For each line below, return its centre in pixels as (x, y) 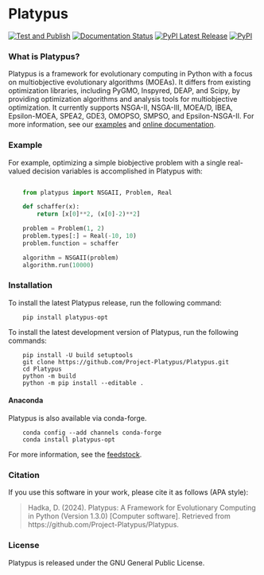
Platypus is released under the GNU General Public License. (107, 562)
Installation (31, 286)
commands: (28, 340)
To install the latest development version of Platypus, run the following (123, 332)
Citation (24, 475)
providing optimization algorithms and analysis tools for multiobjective (123, 99)
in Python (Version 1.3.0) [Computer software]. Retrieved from (129, 516)
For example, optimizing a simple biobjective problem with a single (117, 162)
